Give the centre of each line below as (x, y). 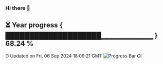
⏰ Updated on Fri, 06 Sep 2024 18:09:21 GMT (54, 56)
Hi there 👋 (18, 8)
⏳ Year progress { (34, 25)
